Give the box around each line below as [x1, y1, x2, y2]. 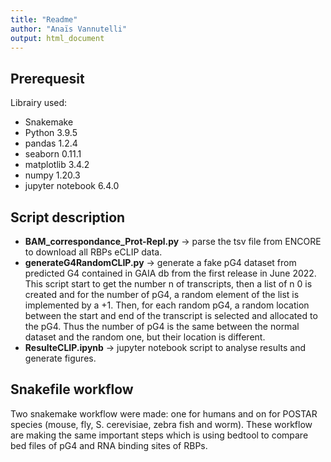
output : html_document [10, 33, 105, 43]
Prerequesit [10, 70, 85, 87]
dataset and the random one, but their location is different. [24, 331, 266, 343]
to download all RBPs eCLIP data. [24, 246, 163, 258]
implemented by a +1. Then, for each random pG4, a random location [24, 299, 310, 311]
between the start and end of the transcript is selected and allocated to [24, 310, 318, 321]
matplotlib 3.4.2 [24, 159, 90, 171]
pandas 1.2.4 [24, 137, 78, 150]
